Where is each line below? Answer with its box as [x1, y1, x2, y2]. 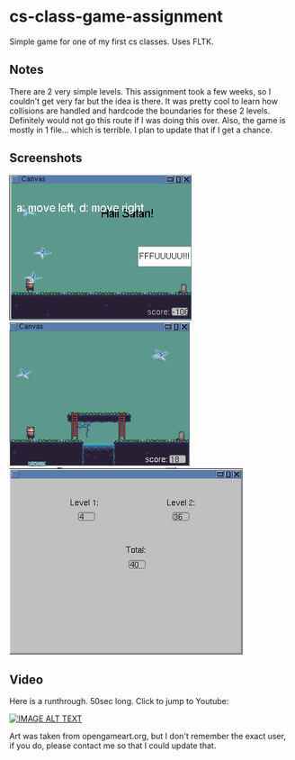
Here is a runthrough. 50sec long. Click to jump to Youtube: [9, 696, 229, 707]
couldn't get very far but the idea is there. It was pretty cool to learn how [9, 95, 279, 106]
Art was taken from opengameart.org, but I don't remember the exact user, [9, 731, 286, 742]
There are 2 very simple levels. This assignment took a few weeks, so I [9, 86, 272, 96]
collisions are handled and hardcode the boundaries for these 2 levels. [9, 105, 271, 116]
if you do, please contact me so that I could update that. [9, 740, 217, 751]
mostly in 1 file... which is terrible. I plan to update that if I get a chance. [9, 124, 273, 135]
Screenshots [9, 150, 83, 166]
